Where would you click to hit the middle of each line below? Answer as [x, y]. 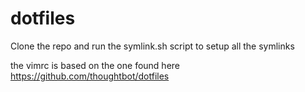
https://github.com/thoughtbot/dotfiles [90, 76]
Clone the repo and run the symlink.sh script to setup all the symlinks [152, 46]
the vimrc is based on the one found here [95, 65]
